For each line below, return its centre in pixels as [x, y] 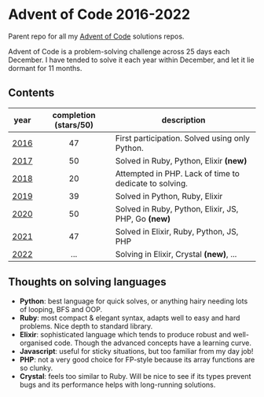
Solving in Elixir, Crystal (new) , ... [176, 254]
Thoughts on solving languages [87, 282]
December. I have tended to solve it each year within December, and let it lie [131, 60]
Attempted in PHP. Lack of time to [177, 173]
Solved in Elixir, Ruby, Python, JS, [177, 231]
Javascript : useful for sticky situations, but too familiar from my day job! [136, 351]
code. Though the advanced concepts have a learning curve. [152, 343]
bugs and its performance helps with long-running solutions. [117, 384]
